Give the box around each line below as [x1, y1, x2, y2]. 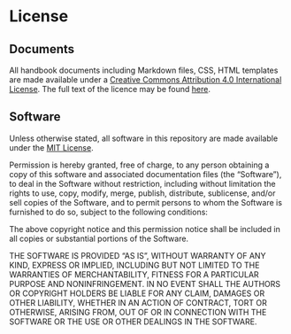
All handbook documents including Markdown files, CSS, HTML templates [9, 65, 279, 75]
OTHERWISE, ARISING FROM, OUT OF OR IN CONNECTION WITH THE [9, 307, 267, 317]
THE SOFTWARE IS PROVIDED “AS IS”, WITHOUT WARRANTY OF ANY [9, 250, 266, 260]
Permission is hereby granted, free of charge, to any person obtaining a [9, 159, 270, 170]
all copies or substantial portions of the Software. [9, 233, 188, 244]
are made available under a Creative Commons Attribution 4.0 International [9, 74, 282, 85]
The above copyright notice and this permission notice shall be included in [9, 223, 280, 234]
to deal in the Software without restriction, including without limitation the [9, 178, 276, 189]
